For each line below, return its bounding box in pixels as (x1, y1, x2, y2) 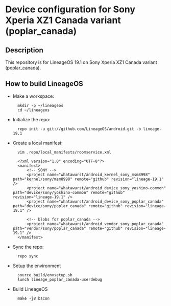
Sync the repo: (12, 244, 44, 250)
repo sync (17, 253, 38, 259)
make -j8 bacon (17, 296, 50, 301)
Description (5, 46, 43, 54)
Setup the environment (12, 263, 61, 269)
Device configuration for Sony (5, 4, 136, 15)
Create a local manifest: (12, 140, 63, 146)
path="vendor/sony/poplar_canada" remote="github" (12, 226, 123, 231)
